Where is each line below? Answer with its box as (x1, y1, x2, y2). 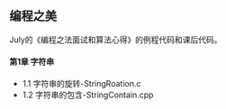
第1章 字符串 (9, 57, 55, 68)
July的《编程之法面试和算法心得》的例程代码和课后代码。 (9, 34, 222, 45)
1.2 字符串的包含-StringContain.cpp (22, 89, 154, 101)
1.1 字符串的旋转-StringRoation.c (22, 78, 141, 89)
